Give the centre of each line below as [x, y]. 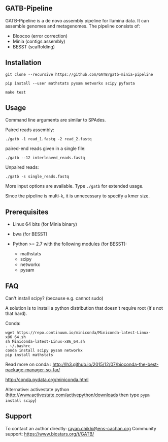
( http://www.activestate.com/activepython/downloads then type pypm [77, 395]
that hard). [16, 314]
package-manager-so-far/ [33, 370]
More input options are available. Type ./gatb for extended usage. [74, 186]
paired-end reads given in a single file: [45, 149]
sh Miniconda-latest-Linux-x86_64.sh [45, 342]
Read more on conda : [28, 364]
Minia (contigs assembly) [39, 41]
